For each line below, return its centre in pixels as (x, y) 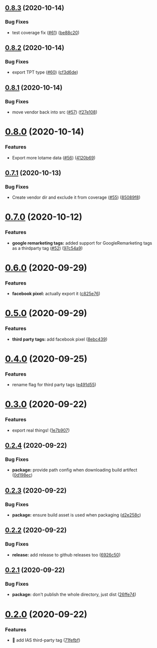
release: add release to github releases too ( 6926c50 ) (66, 554)
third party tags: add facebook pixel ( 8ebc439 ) (60, 339)
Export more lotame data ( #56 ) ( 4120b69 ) (54, 157)
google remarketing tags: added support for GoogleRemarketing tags (82, 243)
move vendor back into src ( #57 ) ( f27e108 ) (55, 112)
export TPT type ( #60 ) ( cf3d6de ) (45, 72)
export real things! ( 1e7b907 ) (41, 430)
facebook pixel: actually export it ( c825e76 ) (56, 294)
